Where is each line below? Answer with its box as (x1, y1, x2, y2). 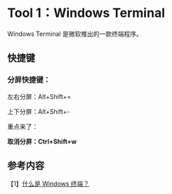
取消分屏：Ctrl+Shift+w (7, 137, 77, 145)
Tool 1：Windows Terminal (7, 5, 165, 21)
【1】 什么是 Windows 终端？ (7, 179, 90, 188)
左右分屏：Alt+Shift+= (7, 92, 72, 101)
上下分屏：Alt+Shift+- (7, 107, 70, 115)
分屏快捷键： (7, 75, 51, 85)
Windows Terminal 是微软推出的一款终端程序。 (7, 30, 143, 38)
